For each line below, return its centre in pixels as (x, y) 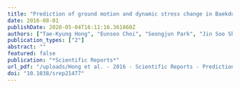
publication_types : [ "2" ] (46, 40)
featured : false (31, 54)
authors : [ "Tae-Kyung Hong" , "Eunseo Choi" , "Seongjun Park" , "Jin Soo (116, 34)
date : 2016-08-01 (33, 21)
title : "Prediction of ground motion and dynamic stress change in (110, 14)
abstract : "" (27, 47)
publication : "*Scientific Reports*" (64, 60)
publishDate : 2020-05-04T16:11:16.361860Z (71, 27)
